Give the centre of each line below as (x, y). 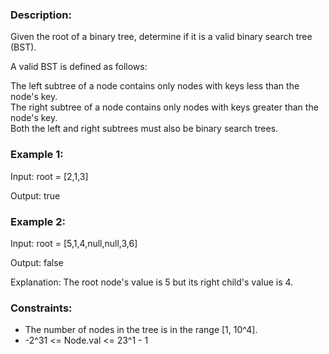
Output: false (37, 262)
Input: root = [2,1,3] (49, 176)
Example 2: (38, 221)
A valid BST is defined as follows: (79, 67)
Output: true (35, 195)
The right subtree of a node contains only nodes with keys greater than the (164, 107)
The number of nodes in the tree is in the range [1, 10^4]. (141, 330)
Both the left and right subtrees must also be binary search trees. (144, 129)
